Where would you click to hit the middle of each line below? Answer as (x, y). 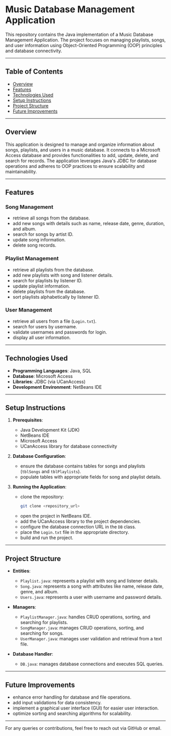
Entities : (22, 571)
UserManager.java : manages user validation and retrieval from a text (91, 639)
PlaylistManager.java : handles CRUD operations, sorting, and (85, 617)
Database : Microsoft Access (42, 376)
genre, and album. (39, 592)
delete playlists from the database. (49, 291)
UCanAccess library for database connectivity (69, 447)
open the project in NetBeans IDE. (56, 516)
